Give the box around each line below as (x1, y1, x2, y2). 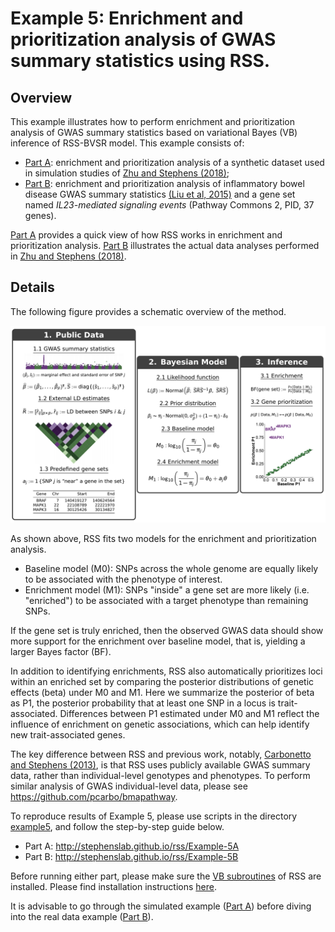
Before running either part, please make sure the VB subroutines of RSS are (10, 870, 322, 882)
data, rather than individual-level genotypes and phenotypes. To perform (10, 769, 311, 781)
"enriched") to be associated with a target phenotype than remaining (24, 594, 309, 606)
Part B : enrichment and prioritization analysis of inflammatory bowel (24, 178, 305, 189)
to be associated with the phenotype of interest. (24, 573, 223, 585)
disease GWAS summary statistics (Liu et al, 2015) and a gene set (24, 188, 296, 200)
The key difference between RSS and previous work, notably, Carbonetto (10, 748, 312, 760)
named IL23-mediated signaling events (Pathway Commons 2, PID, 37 (24, 199, 315, 211)
